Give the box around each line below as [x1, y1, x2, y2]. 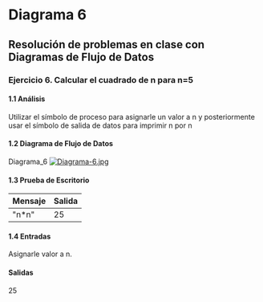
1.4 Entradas [8, 231, 51, 241]
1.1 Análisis [8, 94, 46, 104]
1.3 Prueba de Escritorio [8, 175, 90, 185]
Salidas [8, 267, 34, 277]
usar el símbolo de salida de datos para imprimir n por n [8, 120, 192, 130]
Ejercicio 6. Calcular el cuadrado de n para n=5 [8, 74, 194, 85]
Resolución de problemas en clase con [8, 38, 205, 51]
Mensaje [12, 195, 47, 206]
